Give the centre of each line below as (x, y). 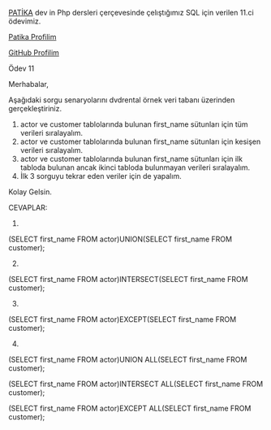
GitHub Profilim (34, 52)
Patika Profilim (32, 37)
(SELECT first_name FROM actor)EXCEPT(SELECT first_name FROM (123, 319)
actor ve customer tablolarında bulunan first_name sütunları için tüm (134, 124)
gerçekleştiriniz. (35, 109)
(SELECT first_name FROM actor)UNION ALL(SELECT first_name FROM (128, 359)
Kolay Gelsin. (30, 192)
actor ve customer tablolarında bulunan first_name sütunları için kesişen (140, 141)
